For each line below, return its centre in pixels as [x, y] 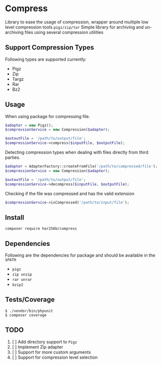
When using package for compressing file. [48, 116]
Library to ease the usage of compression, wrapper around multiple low [77, 22]
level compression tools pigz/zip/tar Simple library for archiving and [74, 27]
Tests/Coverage [30, 300]
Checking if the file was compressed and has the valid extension [70, 193]
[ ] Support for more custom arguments [51, 352]
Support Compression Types [50, 47]
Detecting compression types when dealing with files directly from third [77, 152]
